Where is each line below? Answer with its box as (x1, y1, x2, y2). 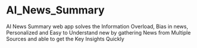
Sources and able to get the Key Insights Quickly (6, 35, 125, 42)
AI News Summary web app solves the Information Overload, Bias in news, (6, 23, 188, 30)
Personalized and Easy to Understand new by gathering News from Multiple (6, 29, 191, 36)
